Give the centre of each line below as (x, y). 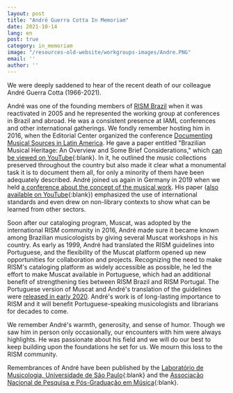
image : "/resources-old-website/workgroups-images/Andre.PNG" (99, 53)
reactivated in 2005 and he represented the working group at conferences (114, 113)
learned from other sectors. (47, 209)
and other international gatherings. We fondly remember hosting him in (109, 128)
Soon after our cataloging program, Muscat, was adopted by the (99, 222)
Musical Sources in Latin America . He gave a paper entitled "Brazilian (107, 142)
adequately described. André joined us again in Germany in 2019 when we (114, 179)
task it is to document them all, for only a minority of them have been (106, 172)
